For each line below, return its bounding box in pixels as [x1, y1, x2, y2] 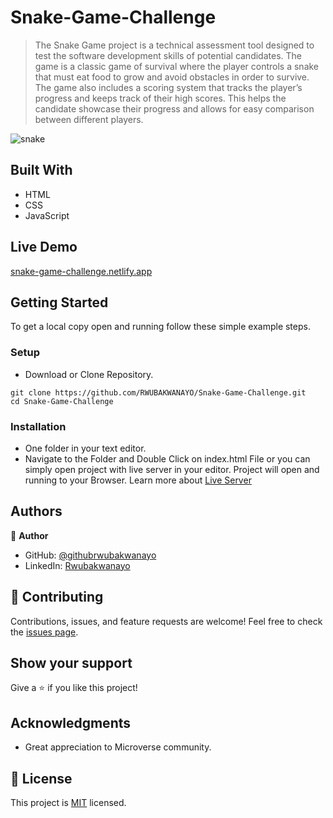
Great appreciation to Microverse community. [24, 741, 212, 753]
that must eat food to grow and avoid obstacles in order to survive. [34, 71, 310, 83]
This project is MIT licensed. [10, 797, 127, 809]
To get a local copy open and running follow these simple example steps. [10, 321, 311, 333]
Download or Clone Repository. [24, 368, 154, 380]
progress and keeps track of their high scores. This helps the [34, 92, 287, 104]
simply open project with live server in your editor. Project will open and [24, 463, 320, 475]
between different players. [34, 113, 144, 125]
